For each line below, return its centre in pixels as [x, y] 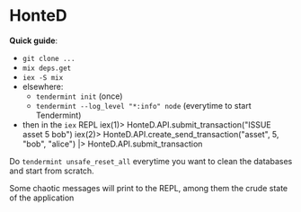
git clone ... [49, 58]
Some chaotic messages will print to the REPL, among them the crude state [149, 188]
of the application [42, 198]
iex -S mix [43, 77]
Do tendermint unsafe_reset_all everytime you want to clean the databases [151, 161]
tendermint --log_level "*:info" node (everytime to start [143, 105]
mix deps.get [47, 68]
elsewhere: [43, 86]
